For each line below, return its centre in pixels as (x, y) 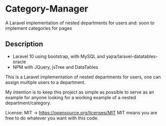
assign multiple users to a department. (45, 82)
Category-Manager (47, 9)
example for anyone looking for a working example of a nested (71, 97)
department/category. (28, 103)
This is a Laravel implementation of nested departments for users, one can (83, 77)
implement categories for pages (39, 28)
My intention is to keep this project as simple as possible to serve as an (80, 92)
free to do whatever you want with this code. (52, 118)
